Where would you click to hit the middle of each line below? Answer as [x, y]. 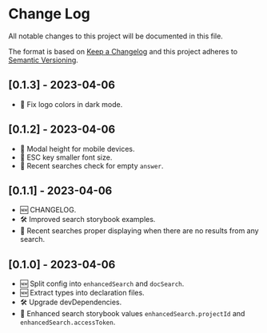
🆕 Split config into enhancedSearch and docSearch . [102, 283]
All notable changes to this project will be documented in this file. [116, 36]
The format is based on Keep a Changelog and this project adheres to [123, 51]
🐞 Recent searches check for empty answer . [92, 165]
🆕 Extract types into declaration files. [82, 293]
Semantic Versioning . [43, 60]
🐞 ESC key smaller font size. [66, 157]
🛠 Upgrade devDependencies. [71, 302]
